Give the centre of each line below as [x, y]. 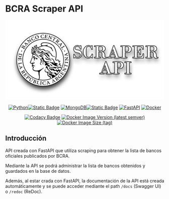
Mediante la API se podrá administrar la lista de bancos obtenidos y [75, 165]
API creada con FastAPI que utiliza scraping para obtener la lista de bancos [83, 150]
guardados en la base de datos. [38, 171]
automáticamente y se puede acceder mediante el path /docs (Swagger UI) [83, 186]
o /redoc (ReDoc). [24, 191]
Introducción [26, 138]
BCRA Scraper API [44, 9]
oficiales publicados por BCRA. [37, 156]
